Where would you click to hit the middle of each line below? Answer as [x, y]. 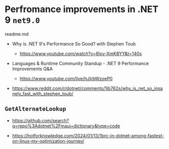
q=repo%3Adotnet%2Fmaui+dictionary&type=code [66, 126]
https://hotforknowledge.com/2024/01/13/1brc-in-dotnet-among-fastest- [88, 135]
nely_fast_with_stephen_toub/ [43, 93]
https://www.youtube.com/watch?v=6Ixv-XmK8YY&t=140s [81, 54]
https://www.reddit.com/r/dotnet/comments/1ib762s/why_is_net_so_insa [87, 88]
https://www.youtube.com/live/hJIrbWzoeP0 [66, 78]
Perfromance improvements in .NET [82, 9]
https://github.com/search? [40, 120]
